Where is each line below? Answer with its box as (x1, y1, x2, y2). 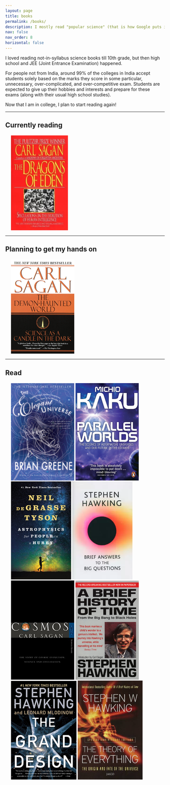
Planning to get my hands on (5, 245, 97, 254)
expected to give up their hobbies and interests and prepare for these (5, 86, 150, 92)
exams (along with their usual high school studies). (5, 91, 111, 97)
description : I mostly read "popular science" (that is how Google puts (5, 24, 162, 29)
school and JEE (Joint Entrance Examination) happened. (5, 60, 122, 66)
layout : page (5, 8, 33, 13)
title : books (5, 13, 33, 19)
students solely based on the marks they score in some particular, (5, 75, 143, 81)
